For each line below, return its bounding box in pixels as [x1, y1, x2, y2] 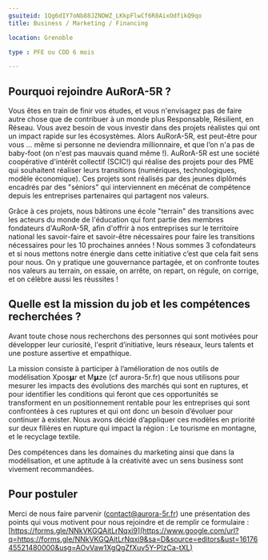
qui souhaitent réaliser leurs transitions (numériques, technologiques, [8, 166, 238, 175]
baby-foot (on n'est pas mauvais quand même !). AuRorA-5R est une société [8, 149, 260, 158]
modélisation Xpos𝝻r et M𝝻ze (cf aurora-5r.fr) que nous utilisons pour [8, 372, 240, 382]
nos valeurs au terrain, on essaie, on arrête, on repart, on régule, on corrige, [8, 266, 259, 276]
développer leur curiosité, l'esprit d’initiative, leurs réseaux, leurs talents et [8, 339, 254, 349]
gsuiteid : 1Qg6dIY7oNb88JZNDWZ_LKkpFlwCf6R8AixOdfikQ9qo [8, 11, 202, 20]
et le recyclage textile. [8, 431, 82, 441]
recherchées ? [8, 310, 82, 324]
